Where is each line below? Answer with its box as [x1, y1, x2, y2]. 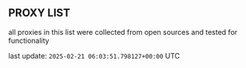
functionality [8, 36, 50, 45]
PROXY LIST [8, 6, 70, 20]
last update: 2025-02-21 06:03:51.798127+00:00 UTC [8, 51, 181, 60]
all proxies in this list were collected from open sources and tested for [8, 27, 238, 36]
